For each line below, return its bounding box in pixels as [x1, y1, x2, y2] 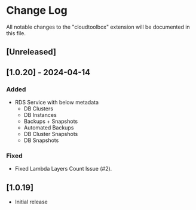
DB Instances [23, 112, 57, 119]
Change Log [6, 4, 68, 17]
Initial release [14, 198, 48, 206]
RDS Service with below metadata [14, 99, 99, 106]
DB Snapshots [23, 137, 59, 144]
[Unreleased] [6, 47, 57, 57]
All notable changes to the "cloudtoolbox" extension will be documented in [6, 23, 190, 30]
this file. [6, 29, 26, 36]
